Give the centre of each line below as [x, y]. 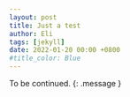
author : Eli [31, 34]
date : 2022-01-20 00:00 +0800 [65, 50]
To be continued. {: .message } [65, 83]
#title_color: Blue [45, 58]
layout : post [33, 17]
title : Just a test [45, 26]
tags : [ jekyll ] [37, 42]
